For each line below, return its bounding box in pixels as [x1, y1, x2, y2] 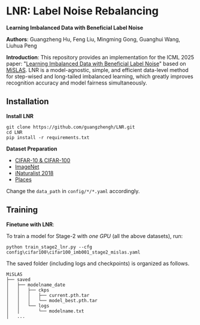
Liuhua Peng [6, 42, 37, 49]
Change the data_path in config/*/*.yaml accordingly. [6, 187, 140, 194]
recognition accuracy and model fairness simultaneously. [6, 79, 148, 86]
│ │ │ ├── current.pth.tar [6, 292, 90, 298]
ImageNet [14, 163, 40, 170]
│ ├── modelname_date [6, 282, 66, 288]
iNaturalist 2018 [14, 169, 54, 176]
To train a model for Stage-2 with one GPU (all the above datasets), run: [6, 232, 183, 239]
